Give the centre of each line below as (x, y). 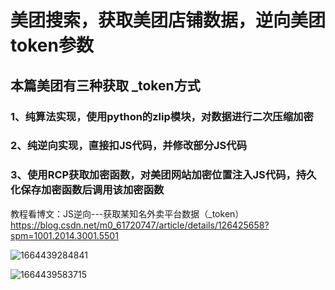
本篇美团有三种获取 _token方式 (105, 85)
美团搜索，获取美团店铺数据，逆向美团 (168, 20)
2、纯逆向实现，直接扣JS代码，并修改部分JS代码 (129, 146)
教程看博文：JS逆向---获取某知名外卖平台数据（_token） (127, 213)
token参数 (52, 45)
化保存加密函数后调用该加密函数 (87, 190)
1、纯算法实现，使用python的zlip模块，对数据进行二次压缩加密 (162, 116)
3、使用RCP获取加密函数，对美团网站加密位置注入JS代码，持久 (163, 175)
